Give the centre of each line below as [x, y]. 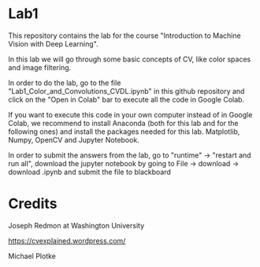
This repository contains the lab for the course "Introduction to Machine [125, 35]
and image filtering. [40, 67]
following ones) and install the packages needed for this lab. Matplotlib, [124, 132]
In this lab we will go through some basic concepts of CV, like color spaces [130, 59]
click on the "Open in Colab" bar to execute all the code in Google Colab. [126, 99]
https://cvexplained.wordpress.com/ [67, 240]
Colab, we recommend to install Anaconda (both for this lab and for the [123, 123]
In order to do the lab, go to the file [65, 83]
